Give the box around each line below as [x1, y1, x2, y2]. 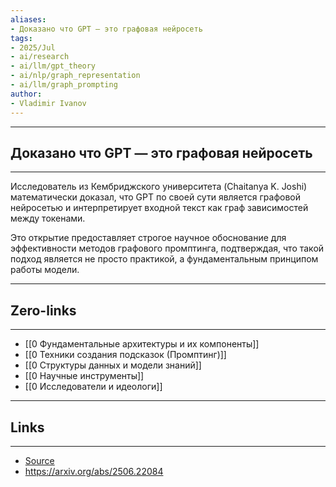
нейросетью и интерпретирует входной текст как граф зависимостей [10, 202, 309, 214]
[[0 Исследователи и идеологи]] [24, 381, 163, 393]
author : [10, 89, 43, 99]
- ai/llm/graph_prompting [10, 80, 118, 90]
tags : [10, 33, 33, 43]
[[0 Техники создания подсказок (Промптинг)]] [24, 349, 227, 361]
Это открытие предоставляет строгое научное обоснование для [10, 232, 287, 244]
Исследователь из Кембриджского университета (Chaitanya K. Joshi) [10, 181, 308, 193]
